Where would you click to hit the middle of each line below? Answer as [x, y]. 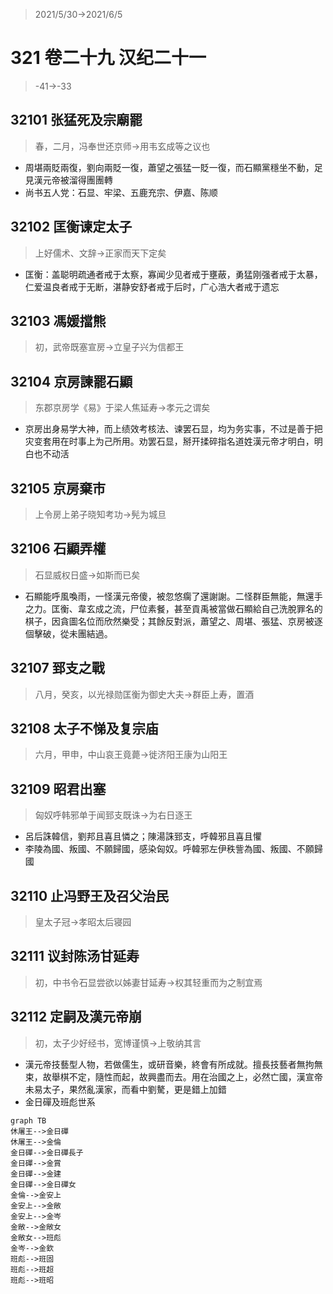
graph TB [28, 1120]
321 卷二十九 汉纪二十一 [108, 58]
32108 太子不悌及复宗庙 [84, 729]
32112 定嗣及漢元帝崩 [76, 1017]
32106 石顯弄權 [58, 549]
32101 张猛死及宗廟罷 [76, 120]
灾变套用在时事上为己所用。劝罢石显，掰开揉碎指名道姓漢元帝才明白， [169, 441]
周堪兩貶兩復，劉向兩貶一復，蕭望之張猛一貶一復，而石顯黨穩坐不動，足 [173, 167]
